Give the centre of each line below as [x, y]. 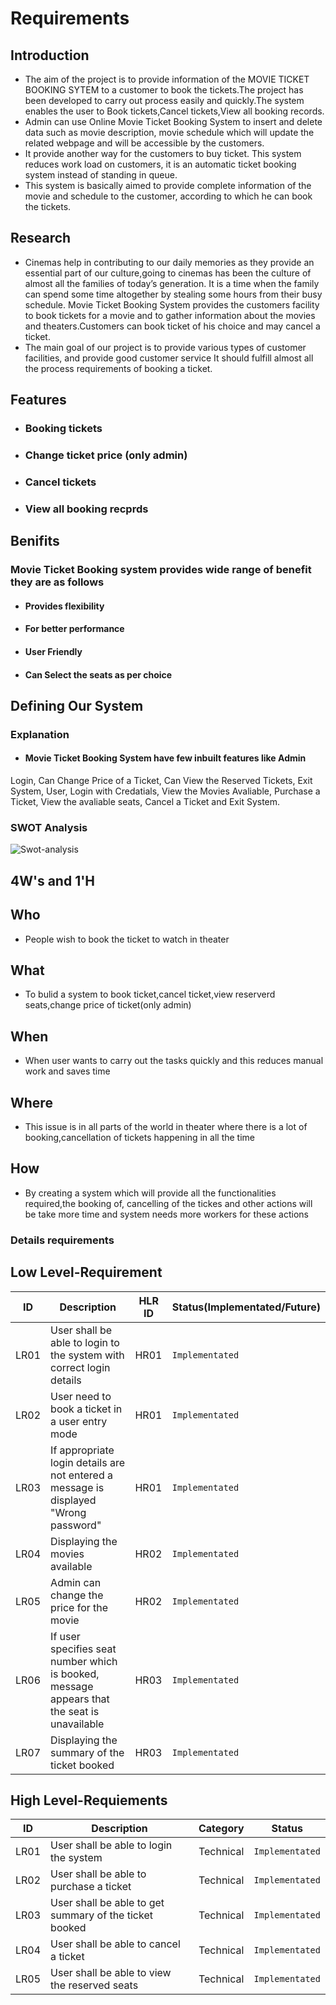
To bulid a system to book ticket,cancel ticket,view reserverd [150, 994]
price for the [79, 1607]
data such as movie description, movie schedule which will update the [169, 132]
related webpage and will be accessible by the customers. [144, 143]
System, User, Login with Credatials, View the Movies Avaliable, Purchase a [165, 791]
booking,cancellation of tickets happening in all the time [139, 1138]
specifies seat [83, 1649]
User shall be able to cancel [115, 1944]
